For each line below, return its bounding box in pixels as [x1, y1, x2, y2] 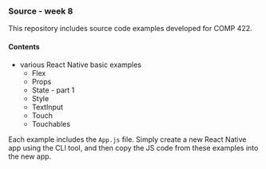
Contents [8, 41, 40, 51]
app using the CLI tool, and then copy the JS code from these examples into [8, 143, 259, 152]
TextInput [31, 102, 64, 112]
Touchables [31, 119, 70, 128]
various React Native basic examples [19, 60, 142, 69]
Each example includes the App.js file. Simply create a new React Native [8, 134, 247, 144]
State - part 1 [31, 85, 75, 95]
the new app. [8, 151, 52, 161]
